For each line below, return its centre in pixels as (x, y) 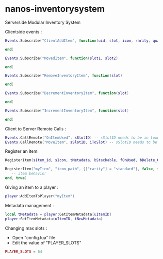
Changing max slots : (26, 228)
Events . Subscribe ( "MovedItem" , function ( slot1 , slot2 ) (62, 58)
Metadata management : (30, 205)
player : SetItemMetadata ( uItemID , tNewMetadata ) (54, 219)
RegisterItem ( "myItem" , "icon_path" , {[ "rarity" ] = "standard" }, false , (80, 169)
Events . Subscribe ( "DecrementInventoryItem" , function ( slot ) (67, 93)
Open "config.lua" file (34, 237)
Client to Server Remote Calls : (36, 129)
